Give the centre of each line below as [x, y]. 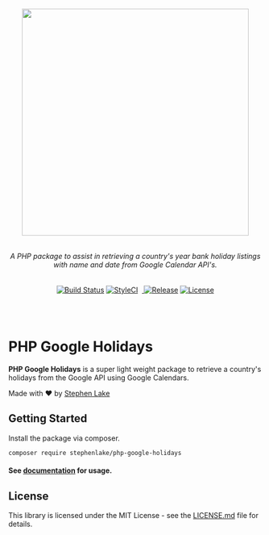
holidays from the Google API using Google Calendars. [99, 378]
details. [21, 524]
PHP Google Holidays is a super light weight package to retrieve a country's [135, 369]
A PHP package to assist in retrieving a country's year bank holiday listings [135, 257]
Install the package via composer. [64, 438]
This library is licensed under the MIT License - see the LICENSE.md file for [134, 515]
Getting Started [48, 418]
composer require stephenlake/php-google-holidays [95, 453]
